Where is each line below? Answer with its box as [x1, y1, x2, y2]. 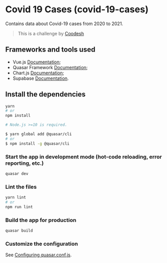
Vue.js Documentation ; [12, 59, 61, 65]
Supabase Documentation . [12, 75, 69, 81]
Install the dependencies [5, 90, 86, 99]
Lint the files [5, 183, 37, 190]
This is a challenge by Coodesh [17, 30, 84, 36]
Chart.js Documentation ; [12, 70, 64, 76]
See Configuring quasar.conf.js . [5, 252, 72, 258]
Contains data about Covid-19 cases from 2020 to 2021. [5, 20, 124, 27]
